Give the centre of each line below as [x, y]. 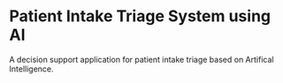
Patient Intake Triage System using [140, 16]
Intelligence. [32, 69]
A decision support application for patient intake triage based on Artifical [141, 59]
